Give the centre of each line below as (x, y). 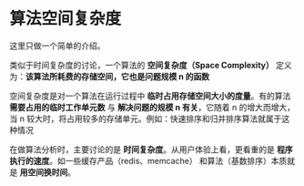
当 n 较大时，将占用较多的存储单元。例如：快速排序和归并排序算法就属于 (146, 119)
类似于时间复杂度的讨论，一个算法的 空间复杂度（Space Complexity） (142, 65)
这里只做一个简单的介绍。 (57, 46)
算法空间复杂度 (66, 19)
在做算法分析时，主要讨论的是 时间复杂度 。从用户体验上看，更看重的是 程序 (151, 149)
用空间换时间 (44, 172)
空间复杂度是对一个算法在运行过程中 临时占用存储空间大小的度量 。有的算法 (150, 96)
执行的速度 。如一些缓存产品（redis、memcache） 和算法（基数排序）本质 (148, 160)
